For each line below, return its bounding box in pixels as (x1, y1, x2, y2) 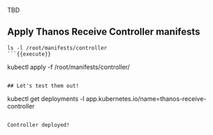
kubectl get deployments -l (7, 94, 85, 103)
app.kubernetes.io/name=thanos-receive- (86, 94, 207, 103)
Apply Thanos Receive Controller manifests (7, 26, 200, 38)
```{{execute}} (7, 50, 52, 58)
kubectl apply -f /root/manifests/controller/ (7, 63, 130, 71)
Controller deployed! (7, 121, 70, 128)
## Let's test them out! (7, 82, 79, 89)
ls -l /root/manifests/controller (7, 45, 108, 51)
